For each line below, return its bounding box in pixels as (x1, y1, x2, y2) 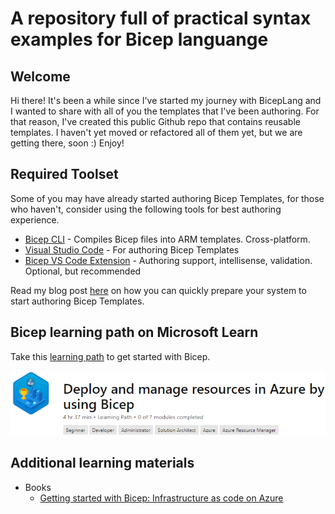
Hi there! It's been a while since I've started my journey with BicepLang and (10, 95, 322, 106)
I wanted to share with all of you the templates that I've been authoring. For (10, 105, 320, 117)
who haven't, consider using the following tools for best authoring (10, 203, 282, 215)
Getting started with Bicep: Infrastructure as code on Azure (39, 492, 284, 504)
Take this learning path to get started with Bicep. (10, 350, 211, 362)
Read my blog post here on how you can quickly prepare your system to (10, 284, 307, 296)
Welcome (10, 68, 71, 85)
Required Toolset (10, 166, 119, 183)
